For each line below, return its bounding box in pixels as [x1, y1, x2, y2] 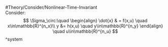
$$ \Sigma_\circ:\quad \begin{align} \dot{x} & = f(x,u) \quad [23, 18, 148, 23]
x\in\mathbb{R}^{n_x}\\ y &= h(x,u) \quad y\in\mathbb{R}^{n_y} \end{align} [7, 23, 163, 29]
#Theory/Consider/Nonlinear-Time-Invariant [5, 5, 97, 10]
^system [5, 36, 23, 42]
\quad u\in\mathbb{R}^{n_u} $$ [52, 28, 118, 34]
